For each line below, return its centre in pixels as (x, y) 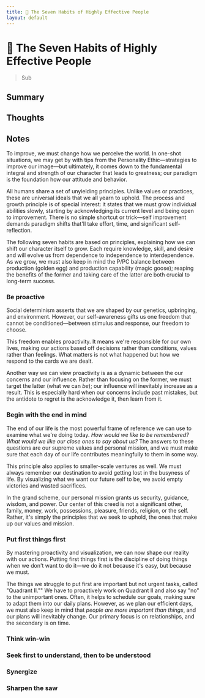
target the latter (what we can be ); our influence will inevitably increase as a (102, 386)
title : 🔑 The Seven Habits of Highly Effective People (78, 12)
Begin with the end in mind (47, 415)
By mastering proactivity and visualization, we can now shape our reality (98, 552)
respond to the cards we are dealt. (50, 361)
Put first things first (36, 539)
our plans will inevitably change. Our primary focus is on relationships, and (100, 616)
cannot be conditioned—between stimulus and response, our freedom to (98, 323)
